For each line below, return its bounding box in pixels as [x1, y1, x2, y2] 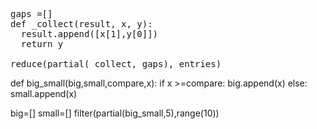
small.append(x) [10, 88, 78, 99]
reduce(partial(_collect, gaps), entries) [10, 59, 222, 69]
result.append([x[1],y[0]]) [20, 29, 159, 39]
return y [20, 39, 64, 49]
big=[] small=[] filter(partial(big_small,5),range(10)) [10, 107, 220, 119]
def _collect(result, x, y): [10, 19, 153, 29]
